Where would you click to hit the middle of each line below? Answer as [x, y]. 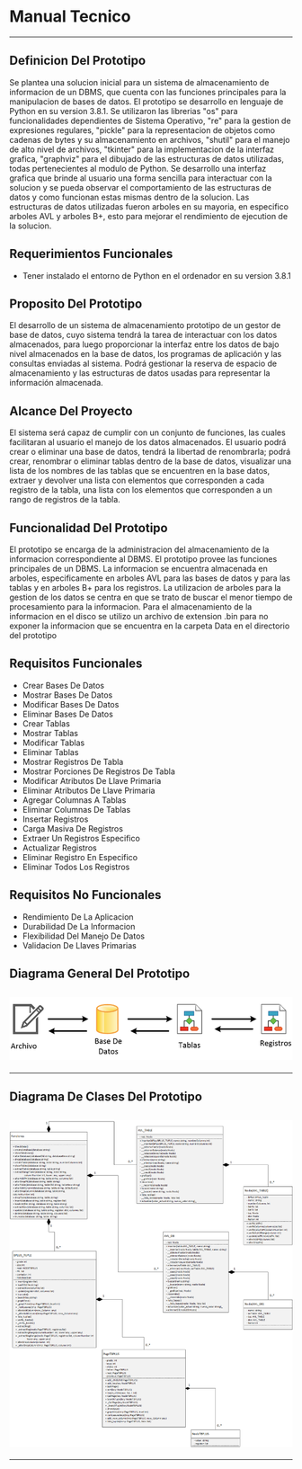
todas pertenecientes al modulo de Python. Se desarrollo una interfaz [138, 168]
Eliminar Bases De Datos [68, 714]
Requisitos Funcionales [76, 664]
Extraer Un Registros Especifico [81, 838]
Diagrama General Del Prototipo [100, 974]
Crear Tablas [46, 723]
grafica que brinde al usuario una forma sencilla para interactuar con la [141, 178]
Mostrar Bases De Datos [67, 695]
